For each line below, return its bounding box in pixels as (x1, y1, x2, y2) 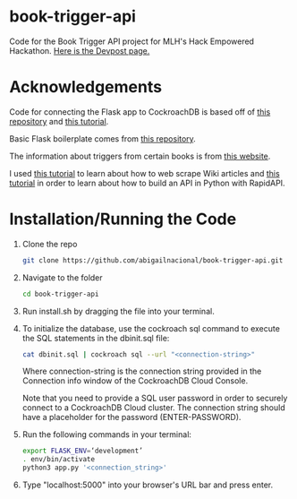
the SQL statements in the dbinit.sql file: (21, 332, 170, 343)
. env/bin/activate (21, 455, 96, 464)
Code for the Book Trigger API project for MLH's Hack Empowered (9, 36, 255, 47)
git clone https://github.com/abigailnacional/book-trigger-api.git (21, 255, 284, 265)
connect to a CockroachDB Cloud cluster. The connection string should (21, 402, 285, 413)
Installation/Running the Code (9, 209, 237, 229)
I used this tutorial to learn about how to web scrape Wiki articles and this (9, 168, 280, 178)
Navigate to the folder (21, 271, 103, 283)
